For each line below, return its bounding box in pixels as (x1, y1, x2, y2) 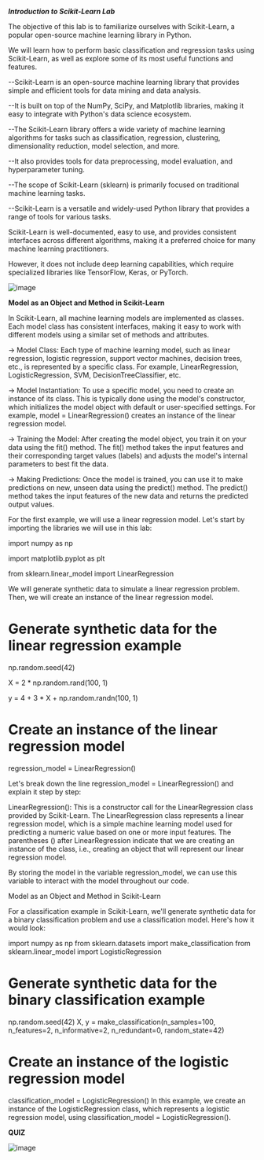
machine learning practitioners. (8, 244, 109, 253)
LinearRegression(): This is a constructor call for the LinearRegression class (8, 802, 254, 812)
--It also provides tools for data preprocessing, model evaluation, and (8, 157, 233, 166)
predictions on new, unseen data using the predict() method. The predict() (8, 483, 248, 492)
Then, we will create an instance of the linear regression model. (8, 593, 214, 602)
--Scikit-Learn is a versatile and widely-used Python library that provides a (8, 204, 250, 213)
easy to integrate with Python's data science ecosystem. (8, 109, 192, 119)
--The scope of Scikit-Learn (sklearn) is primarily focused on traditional (8, 180, 240, 190)
